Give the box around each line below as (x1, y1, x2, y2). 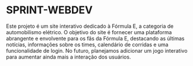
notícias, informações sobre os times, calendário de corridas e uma (6, 41, 168, 48)
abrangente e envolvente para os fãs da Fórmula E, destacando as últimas (6, 35, 185, 42)
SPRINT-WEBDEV (6, 3, 93, 17)
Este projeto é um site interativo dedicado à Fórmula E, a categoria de (6, 23, 174, 30)
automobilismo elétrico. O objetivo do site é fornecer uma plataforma (6, 28, 173, 35)
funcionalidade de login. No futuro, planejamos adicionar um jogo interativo (6, 47, 188, 54)
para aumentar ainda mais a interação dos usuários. (6, 53, 132, 60)
